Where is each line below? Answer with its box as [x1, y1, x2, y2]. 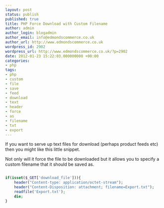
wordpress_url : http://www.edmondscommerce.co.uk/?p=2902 [5, 49, 128, 54]
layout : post [5, 7, 32, 12]
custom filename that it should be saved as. [5, 161, 94, 167]
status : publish [5, 12, 39, 17]
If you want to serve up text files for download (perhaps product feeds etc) [5, 141, 159, 147]
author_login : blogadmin [5, 30, 57, 35]
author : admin [5, 26, 35, 31]
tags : [5, 68, 16, 73]
